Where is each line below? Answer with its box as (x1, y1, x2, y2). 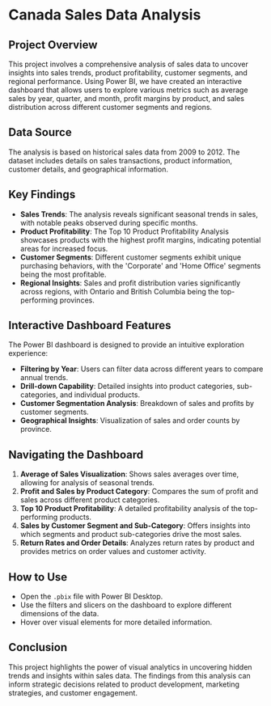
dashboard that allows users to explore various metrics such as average (8, 85, 248, 95)
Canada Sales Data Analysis (8, 6, 201, 24)
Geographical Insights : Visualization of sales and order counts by (19, 416, 240, 425)
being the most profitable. (19, 269, 107, 279)
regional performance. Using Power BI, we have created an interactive (8, 77, 243, 86)
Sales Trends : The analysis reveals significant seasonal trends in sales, (19, 209, 259, 219)
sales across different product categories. (19, 495, 160, 505)
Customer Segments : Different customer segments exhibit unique (19, 252, 241, 262)
